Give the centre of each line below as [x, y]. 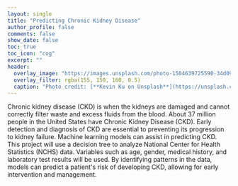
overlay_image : [36, 73]
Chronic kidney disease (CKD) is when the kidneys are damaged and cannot [119, 106]
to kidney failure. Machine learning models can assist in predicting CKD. [112, 137]
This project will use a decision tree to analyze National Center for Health [114, 144]
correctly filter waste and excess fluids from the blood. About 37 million [112, 114]
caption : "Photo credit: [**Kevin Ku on [74, 87]
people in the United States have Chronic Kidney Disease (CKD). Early [109, 122]
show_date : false [33, 40]
